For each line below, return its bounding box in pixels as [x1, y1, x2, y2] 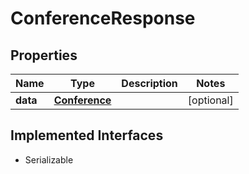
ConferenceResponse [10, 7, 196, 30]
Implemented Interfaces [10, 127, 164, 144]
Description [121, 77, 178, 90]
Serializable [24, 153, 74, 166]
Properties [10, 47, 78, 64]
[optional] [187, 93, 234, 107]
